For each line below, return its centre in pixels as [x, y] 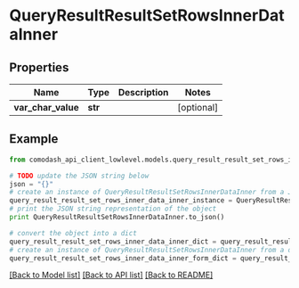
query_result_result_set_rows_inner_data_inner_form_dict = [123, 258]
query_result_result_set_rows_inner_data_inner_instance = [121, 201]
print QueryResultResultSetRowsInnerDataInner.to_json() [117, 218]
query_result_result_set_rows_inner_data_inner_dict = [113, 242]
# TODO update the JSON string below [79, 176]
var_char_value [46, 107]
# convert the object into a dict [73, 233]
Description [143, 92]
